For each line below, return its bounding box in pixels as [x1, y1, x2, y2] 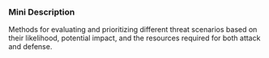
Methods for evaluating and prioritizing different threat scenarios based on [8, 25, 258, 35]
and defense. [8, 42, 53, 52]
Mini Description [8, 6, 75, 18]
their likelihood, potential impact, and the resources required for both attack [8, 33, 261, 43]
